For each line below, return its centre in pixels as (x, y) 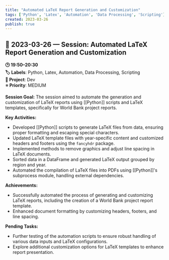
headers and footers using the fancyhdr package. (63, 143)
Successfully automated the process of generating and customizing (83, 195)
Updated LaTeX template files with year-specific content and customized (88, 138)
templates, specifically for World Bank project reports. (61, 108)
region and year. (29, 165)
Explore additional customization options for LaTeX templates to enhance (88, 247)
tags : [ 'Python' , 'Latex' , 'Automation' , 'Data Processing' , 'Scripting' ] (85, 15)
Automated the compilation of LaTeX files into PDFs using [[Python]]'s (85, 170)
